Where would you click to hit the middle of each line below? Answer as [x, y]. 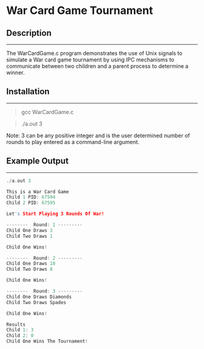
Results [16, 324]
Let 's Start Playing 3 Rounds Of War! [55, 214]
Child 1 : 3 [20, 330]
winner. [15, 73]
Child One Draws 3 [29, 230]
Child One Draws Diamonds [39, 297]
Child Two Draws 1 [29, 236]
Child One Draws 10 [31, 264]
